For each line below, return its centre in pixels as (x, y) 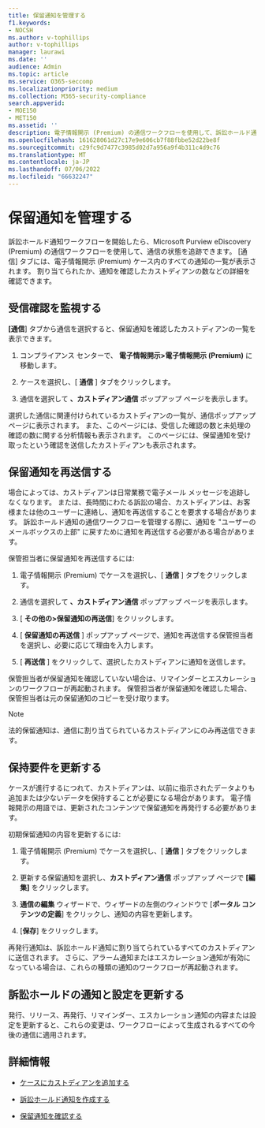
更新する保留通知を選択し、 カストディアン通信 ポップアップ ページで (132, 878)
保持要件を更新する (55, 767)
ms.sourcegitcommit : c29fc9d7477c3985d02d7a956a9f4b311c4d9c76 (114, 147)
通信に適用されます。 (56, 1035)
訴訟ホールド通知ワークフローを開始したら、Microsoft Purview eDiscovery (130, 241)
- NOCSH (21, 30)
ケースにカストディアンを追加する (75, 1082)
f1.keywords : (30, 23)
